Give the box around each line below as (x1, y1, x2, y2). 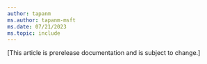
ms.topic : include (7, 29, 60, 37)
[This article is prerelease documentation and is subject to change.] (7, 49, 201, 57)
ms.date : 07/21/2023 (7, 23, 67, 30)
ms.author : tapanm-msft (7, 17, 76, 24)
